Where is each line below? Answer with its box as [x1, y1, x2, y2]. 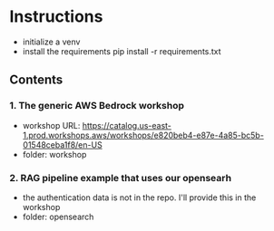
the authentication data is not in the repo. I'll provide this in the [22, 192, 257, 203]
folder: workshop [22, 149, 87, 159]
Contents [9, 72, 64, 88]
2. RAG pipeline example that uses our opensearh [9, 171, 232, 184]
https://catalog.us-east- [82, 120, 172, 130]
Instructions [9, 6, 103, 27]
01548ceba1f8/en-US [22, 139, 103, 150]
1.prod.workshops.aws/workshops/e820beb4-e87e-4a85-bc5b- [22, 130, 265, 140]
